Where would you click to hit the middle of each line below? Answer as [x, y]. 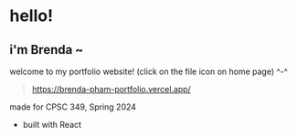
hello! [31, 16]
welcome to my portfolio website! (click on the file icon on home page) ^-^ [148, 71]
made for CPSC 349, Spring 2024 [73, 107]
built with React [52, 125]
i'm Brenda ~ [47, 50]
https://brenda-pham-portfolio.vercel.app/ [111, 89]
